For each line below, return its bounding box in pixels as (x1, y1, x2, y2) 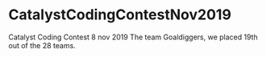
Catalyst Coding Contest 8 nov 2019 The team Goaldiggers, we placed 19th (8, 32, 258, 42)
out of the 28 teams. (8, 40, 77, 50)
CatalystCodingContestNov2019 (8, 6, 232, 24)
